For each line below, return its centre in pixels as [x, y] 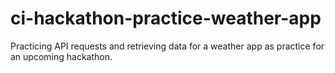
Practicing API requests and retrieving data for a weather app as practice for [167, 46]
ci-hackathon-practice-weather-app [166, 18]
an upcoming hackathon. [61, 56]
